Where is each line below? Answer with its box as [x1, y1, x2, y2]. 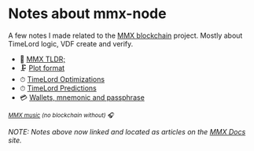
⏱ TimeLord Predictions [19, 83, 97, 93]
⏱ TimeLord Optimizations [19, 74, 105, 83]
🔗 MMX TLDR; [19, 54, 65, 64]
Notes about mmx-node [8, 5, 167, 23]
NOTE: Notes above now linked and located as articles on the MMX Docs [8, 127, 246, 136]
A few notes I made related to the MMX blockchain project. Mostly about [8, 31, 243, 40]
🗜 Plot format [19, 63, 65, 72]
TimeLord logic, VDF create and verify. [8, 39, 134, 48]
